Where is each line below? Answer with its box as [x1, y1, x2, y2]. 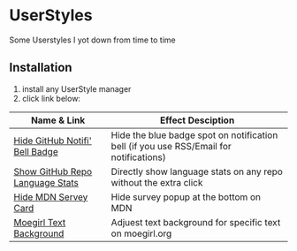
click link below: [21, 93, 81, 103]
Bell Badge [13, 145, 59, 157]
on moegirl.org [110, 227, 172, 240]
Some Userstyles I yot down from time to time [9, 34, 176, 45]
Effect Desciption [159, 114, 235, 126]
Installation [9, 60, 72, 75]
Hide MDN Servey [13, 191, 88, 203]
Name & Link [30, 114, 86, 126]
